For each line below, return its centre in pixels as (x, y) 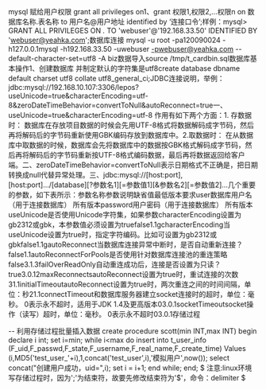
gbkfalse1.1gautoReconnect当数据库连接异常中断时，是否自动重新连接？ (126, 244)
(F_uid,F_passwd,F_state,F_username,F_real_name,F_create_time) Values (127, 348)
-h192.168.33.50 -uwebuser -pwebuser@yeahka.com (147, 49)
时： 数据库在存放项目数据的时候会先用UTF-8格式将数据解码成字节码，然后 (131, 125)
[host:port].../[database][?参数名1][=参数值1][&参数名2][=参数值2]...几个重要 (132, 185)
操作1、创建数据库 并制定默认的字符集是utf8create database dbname (127, 68)
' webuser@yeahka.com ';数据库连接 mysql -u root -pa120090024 (114, 40)
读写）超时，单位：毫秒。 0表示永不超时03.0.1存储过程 (111, 314)
